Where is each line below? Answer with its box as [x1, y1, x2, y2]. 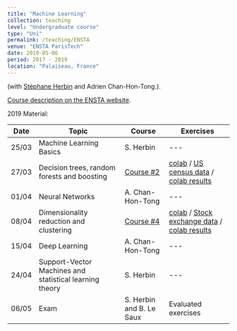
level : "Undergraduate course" [7, 23, 99, 30]
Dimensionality [38, 207, 88, 217]
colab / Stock [169, 207, 213, 217]
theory [38, 283, 61, 293]
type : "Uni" [7, 30, 42, 37]
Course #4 [124, 216, 160, 226]
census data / [169, 167, 214, 177]
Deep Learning [38, 241, 88, 251]
